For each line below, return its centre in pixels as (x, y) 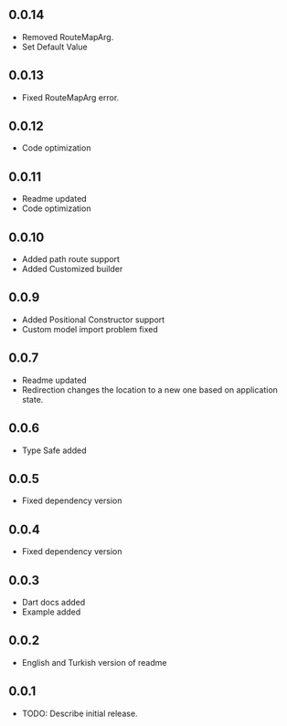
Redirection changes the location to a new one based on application (149, 389)
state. (32, 399)
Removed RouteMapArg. (68, 37)
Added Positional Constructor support (93, 320)
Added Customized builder (72, 269)
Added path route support (71, 259)
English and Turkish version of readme (94, 662)
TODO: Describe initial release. (80, 713)
